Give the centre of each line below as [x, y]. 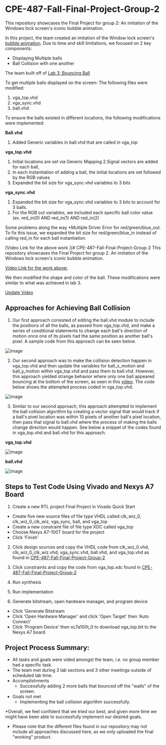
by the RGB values [31, 177]
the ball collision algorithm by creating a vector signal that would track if [86, 411]
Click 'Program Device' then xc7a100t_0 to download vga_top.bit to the [84, 627]
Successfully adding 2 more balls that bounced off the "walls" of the [89, 686]
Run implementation [33, 592]
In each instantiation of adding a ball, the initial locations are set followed [86, 172]
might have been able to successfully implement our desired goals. [74, 717]
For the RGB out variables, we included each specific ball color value [83, 212]
